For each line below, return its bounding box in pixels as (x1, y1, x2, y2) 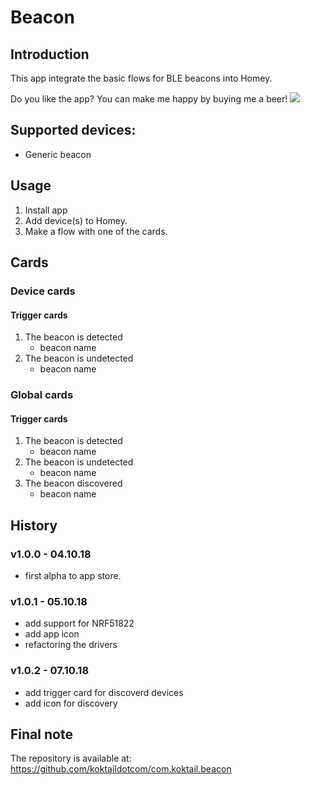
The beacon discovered (24, 477, 123, 490)
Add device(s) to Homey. (24, 214, 128, 226)
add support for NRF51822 (24, 617, 135, 630)
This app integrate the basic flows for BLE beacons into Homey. (10, 72, 273, 84)
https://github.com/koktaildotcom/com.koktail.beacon (10, 763, 232, 775)
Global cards (10, 388, 74, 402)
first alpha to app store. (24, 569, 122, 581)
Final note (10, 726, 73, 743)
